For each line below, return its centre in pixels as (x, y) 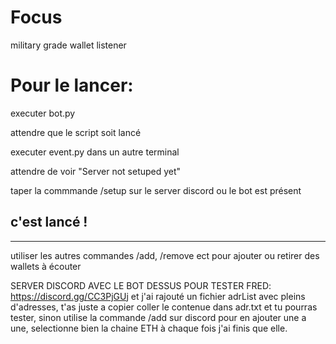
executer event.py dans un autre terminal (95, 152)
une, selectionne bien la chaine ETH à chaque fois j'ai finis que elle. (149, 328)
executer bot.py (43, 113)
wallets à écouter (46, 266)
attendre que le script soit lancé (76, 132)
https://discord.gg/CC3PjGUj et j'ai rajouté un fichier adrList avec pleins (158, 296)
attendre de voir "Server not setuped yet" (96, 171)
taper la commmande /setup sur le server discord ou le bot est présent (156, 190)
